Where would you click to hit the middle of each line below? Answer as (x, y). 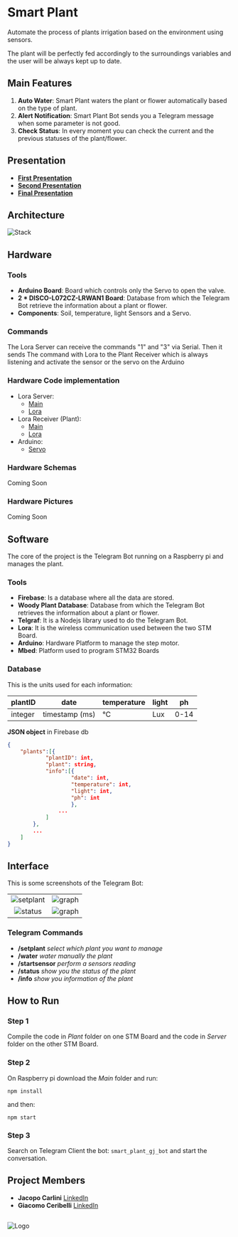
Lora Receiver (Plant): (49, 419)
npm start (22, 1117)
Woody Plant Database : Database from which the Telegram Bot (111, 605)
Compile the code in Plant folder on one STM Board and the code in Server (117, 1036)
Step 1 (18, 1021)
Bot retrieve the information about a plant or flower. (93, 306)
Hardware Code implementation (64, 381)
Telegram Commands (45, 933)
